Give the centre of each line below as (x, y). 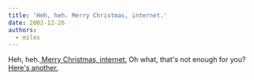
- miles (28, 37)
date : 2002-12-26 (37, 23)
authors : (22, 30)
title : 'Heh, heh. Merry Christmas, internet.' (88, 15)
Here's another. (34, 68)
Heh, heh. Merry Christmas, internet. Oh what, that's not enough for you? (127, 60)
